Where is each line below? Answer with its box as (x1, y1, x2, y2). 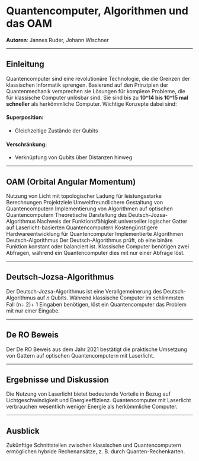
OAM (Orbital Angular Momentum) (6, 176, 136, 187)
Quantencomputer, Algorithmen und (6, 4, 188, 18)
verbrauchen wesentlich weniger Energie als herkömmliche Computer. (6, 403, 178, 411)
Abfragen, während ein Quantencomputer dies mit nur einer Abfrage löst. (6, 249, 185, 256)
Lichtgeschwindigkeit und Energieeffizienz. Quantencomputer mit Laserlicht (6, 397, 191, 404)
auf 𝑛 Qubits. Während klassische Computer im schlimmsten (37, 294, 184, 301)
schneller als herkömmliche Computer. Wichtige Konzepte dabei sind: (6, 100, 177, 108)
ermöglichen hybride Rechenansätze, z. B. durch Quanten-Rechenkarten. (6, 448, 185, 455)
